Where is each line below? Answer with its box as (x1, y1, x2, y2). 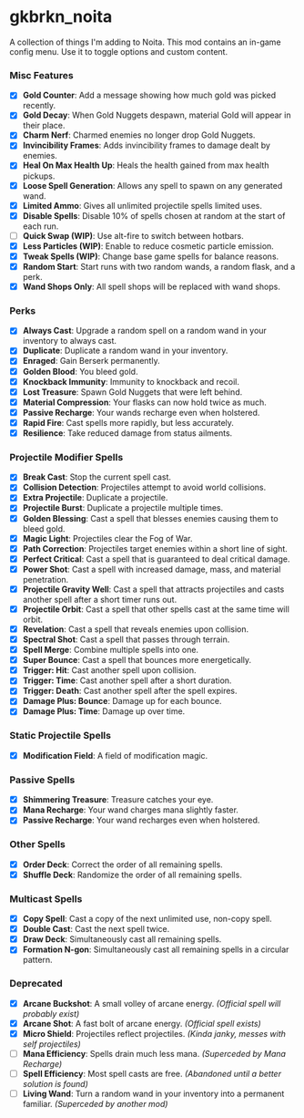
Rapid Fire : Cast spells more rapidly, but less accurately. (22, 417, 235, 428)
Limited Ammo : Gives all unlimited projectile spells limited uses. (22, 200, 262, 211)
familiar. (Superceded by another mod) (22, 1099, 168, 1109)
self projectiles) (22, 1038, 82, 1050)
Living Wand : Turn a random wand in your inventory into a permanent (22, 1088, 285, 1099)
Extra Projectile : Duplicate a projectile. (22, 492, 168, 503)
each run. (22, 221, 59, 232)
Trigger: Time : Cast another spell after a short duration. (22, 675, 232, 686)
